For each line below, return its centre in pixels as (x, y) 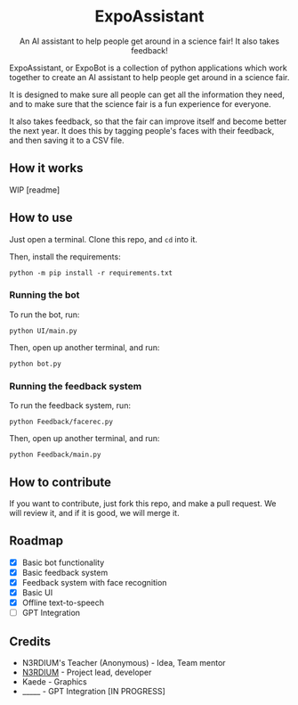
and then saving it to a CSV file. (67, 140)
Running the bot (44, 295)
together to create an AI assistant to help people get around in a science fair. (149, 77)
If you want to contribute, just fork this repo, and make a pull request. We (143, 503)
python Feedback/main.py (55, 455)
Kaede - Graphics (54, 681)
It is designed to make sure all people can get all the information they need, (147, 94)
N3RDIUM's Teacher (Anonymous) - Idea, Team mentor (124, 662)
